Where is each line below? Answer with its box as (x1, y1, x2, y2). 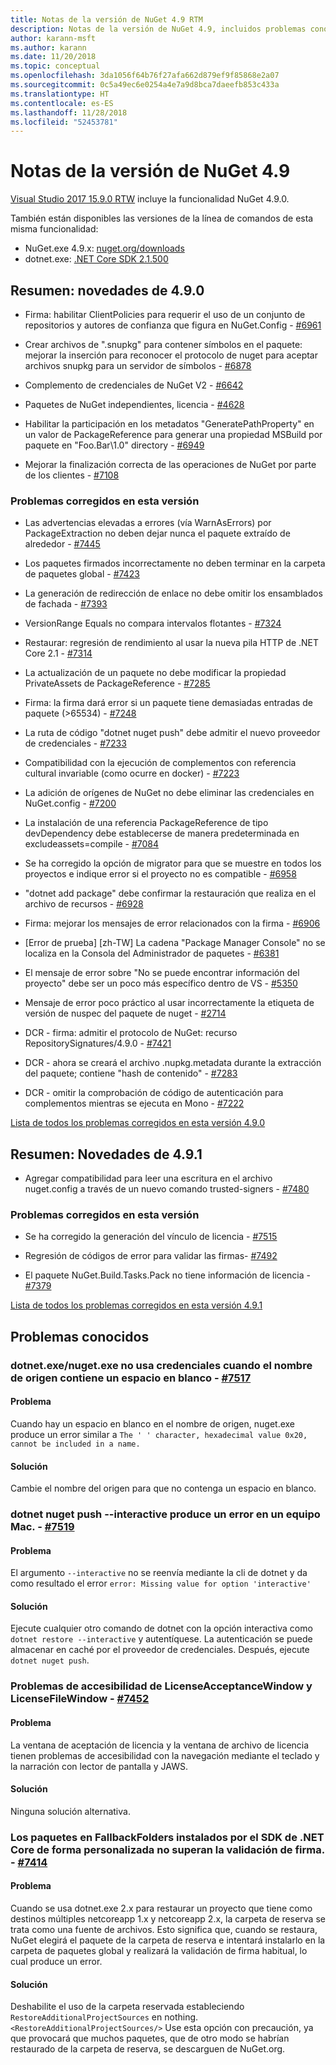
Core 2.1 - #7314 (24, 647, 93, 660)
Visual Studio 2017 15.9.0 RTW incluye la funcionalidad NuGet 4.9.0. (10, 193, 290, 205)
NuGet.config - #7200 (24, 797, 117, 810)
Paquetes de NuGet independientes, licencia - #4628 (24, 399, 245, 410)
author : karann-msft (10, 33, 97, 43)
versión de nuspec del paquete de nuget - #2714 (24, 1007, 227, 1020)
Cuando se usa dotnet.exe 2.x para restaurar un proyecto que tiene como (10, 1902, 313, 1914)
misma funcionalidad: (10, 223, 99, 235)
